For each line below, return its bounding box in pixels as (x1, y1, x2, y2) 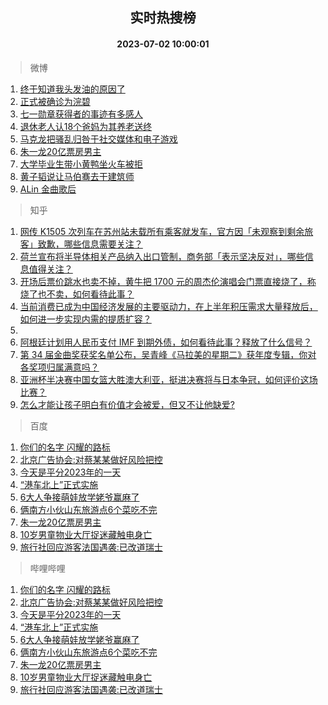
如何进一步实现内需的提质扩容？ (19, 313, 152, 325)
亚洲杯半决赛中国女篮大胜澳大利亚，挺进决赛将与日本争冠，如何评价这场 (19, 373, 318, 385)
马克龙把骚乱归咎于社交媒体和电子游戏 (19, 133, 178, 145)
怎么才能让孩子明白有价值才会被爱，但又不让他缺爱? (19, 398, 235, 410)
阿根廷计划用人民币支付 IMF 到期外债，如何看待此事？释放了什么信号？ (19, 336, 313, 348)
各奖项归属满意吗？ (19, 361, 100, 373)
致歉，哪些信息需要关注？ (37, 238, 143, 250)
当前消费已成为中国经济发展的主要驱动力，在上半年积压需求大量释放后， (19, 300, 318, 312)
